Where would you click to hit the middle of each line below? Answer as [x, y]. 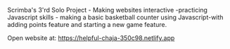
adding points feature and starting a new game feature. [87, 24]
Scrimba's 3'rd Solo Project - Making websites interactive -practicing [107, 10]
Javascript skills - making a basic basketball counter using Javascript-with [115, 17]
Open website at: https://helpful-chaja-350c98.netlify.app [91, 38]
